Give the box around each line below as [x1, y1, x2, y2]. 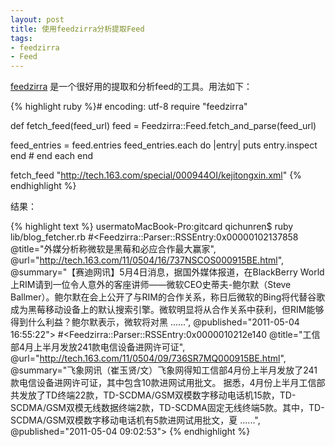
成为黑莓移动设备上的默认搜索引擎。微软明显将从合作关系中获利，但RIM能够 [10, 304, 325, 316]
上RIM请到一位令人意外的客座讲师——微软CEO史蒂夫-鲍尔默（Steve [10, 279, 292, 291]
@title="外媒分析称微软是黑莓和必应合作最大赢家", [10, 243, 217, 255]
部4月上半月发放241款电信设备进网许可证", [10, 341, 186, 353]
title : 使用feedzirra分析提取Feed [10, 24, 145, 34]
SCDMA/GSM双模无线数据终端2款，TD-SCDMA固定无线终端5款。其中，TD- [10, 402, 325, 414]
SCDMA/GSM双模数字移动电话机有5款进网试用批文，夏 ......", [10, 414, 261, 426]
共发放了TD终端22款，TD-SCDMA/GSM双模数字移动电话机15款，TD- [10, 389, 297, 401]
